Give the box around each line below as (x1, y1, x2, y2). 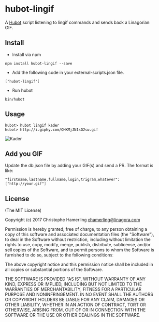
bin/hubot (5, 97, 25, 102)
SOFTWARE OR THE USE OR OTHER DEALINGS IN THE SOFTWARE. (5, 312, 141, 318)
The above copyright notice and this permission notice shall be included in (5, 261, 153, 268)
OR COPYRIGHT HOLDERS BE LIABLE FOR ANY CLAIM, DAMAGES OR (5, 297, 145, 303)
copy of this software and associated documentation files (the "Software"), (5, 232, 155, 237)
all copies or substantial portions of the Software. (5, 267, 103, 272)
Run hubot (12, 87, 33, 93)
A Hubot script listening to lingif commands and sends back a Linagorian (5, 19, 150, 25)
